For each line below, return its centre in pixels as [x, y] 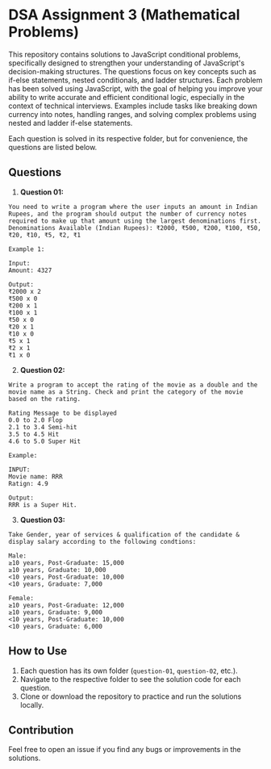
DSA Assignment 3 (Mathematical [124, 15]
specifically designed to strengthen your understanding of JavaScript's [127, 63]
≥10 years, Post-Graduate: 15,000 [67, 562]
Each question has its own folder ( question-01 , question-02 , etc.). [129, 671]
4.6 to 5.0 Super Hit [45, 441]
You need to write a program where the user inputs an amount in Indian [133, 207]
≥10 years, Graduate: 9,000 [56, 612]
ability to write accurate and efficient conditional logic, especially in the [126, 97]
